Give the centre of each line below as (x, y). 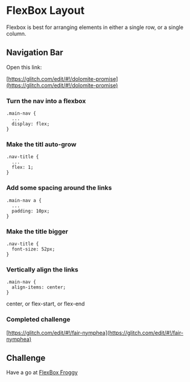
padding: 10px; (31, 211)
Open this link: (24, 67)
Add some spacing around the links (59, 188)
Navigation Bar (35, 53)
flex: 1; (23, 167)
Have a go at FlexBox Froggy (42, 372)
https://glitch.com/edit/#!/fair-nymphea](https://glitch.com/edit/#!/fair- (96, 333)
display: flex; (31, 124)
